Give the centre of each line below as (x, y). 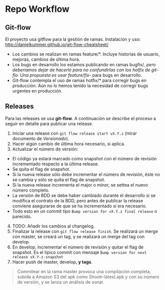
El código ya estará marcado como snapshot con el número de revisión (84, 158)
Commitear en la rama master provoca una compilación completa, (84, 271)
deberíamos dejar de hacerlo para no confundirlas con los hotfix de (81, 70)
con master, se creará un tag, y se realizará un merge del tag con (78, 237)
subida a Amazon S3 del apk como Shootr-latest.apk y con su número (88, 277)
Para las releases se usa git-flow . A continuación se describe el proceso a (81, 118)
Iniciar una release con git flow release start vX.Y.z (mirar (74, 133)
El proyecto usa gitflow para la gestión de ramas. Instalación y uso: (73, 39)
